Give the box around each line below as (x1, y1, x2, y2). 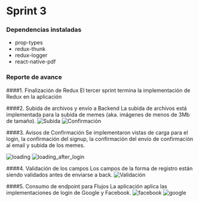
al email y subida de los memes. (6, 142, 85, 149)
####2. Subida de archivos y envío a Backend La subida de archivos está (6, 105, 187, 112)
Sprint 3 (6, 4, 47, 18)
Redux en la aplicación (6, 93, 62, 100)
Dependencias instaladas (6, 26, 82, 34)
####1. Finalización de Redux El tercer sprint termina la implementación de (6, 87, 191, 94)
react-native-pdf (14, 58, 56, 65)
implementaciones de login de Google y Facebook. (6, 189, 131, 196)
